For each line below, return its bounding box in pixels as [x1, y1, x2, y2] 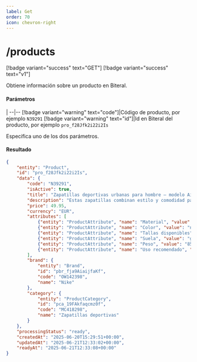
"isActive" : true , [27, 187, 72, 192]
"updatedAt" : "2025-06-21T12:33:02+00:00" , [16, 340, 125, 346]
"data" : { [16, 175, 41, 181]
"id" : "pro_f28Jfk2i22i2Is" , [16, 170, 88, 176]
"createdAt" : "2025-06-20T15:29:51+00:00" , [16, 334, 125, 340]
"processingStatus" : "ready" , [16, 328, 91, 334]
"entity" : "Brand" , [37, 263, 85, 269]
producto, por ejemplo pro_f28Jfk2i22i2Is [6, 121, 108, 128]
